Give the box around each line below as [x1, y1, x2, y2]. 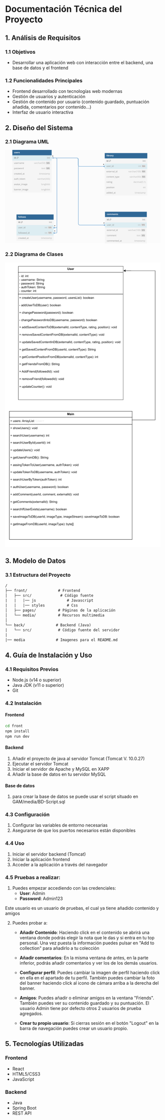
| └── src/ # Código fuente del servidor [5, 628, 120, 633]
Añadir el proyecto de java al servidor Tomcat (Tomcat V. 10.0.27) [12, 755, 145, 761]
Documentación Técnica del [5, 3, 122, 15]
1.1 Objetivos [5, 48, 36, 55]
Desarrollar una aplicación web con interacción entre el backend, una [12, 59, 154, 65]
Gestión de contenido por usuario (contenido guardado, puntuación [12, 99, 149, 105]
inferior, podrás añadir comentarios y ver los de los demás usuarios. [19, 960, 158, 966]
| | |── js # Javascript [5, 598, 94, 603]
